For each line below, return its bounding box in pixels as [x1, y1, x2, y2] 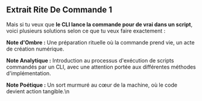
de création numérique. [6, 45, 65, 52]
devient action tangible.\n [6, 87, 70, 95]
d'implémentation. [6, 69, 51, 77]
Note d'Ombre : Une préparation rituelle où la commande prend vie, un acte [6, 38, 195, 46]
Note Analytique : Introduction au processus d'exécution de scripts [6, 57, 174, 64]
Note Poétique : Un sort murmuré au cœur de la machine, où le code [6, 81, 178, 88]
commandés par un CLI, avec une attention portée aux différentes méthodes [6, 63, 196, 70]
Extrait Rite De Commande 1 [6, 5, 113, 15]
